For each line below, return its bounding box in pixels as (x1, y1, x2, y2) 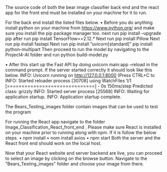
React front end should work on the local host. (5, 140, 102, 146)
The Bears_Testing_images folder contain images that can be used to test (5, 104, 158, 109)
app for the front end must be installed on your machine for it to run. (5, 10, 147, 16)
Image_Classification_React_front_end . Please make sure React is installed (5, 124, 161, 130)
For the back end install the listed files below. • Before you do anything (5, 20, 153, 25)
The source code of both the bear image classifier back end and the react (5, 5, 159, 10)
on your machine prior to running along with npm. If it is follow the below (5, 130, 157, 136)
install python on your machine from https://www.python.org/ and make (5, 25, 155, 31)
